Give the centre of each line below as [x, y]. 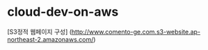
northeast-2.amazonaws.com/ [50, 39]
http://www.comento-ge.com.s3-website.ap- [136, 32]
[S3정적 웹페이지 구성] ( [39, 32]
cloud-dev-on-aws [63, 12]
